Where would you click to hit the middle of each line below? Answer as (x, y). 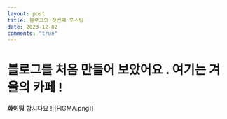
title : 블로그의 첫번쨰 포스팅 (46, 20)
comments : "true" (33, 33)
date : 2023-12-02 (33, 27)
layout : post (26, 14)
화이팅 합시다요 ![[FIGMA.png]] (50, 108)
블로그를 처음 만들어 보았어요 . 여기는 (107, 70)
